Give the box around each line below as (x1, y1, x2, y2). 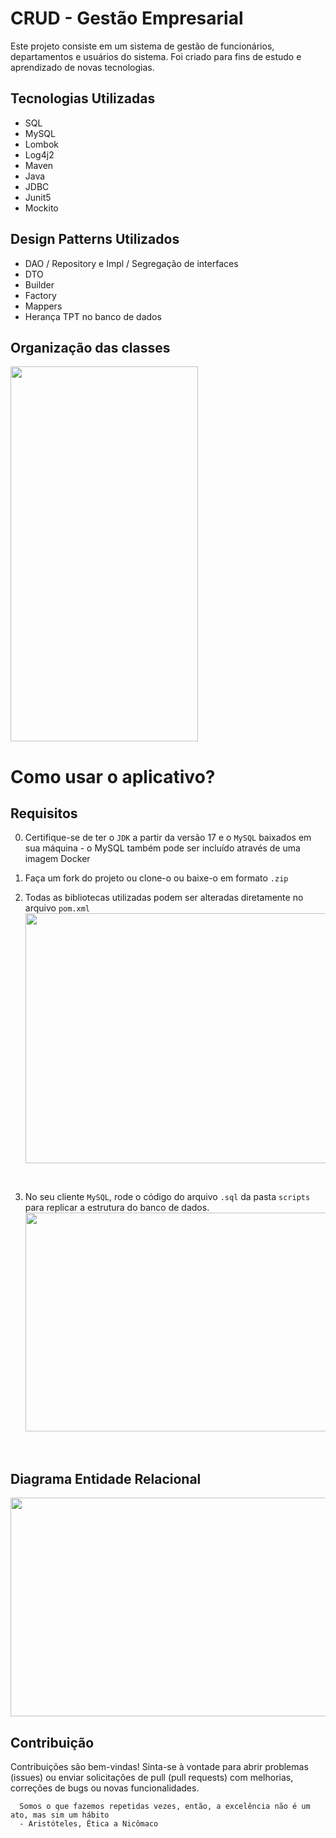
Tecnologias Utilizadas (10, 90, 156, 107)
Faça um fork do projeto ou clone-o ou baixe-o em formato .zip (24, 872, 289, 884)
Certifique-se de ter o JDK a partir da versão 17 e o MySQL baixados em (24, 832, 312, 844)
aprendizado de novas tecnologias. (10, 61, 155, 73)
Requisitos (10, 805, 78, 822)
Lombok (24, 138, 60, 150)
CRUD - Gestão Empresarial (10, 7, 244, 30)
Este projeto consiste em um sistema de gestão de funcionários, (10, 40, 275, 52)
